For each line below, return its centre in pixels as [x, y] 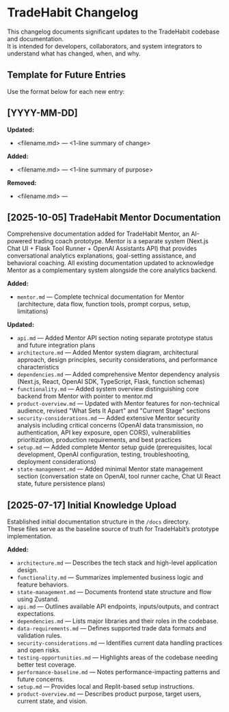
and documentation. [35, 38]
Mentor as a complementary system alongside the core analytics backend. [112, 270]
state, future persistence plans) [61, 484]
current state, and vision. [52, 701]
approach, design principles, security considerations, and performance [117, 360]
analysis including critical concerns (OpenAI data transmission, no [110, 426]
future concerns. [41, 679]
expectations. [36, 614]
